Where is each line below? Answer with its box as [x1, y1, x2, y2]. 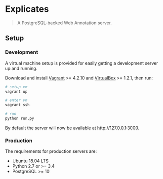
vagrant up [5, 89, 28, 94]
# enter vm [5, 98, 28, 103]
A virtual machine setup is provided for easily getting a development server [5, 60, 158, 66]
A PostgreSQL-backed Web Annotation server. [17, 20, 112, 26]
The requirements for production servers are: [5, 148, 97, 154]
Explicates [5, 3, 49, 15]
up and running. [5, 65, 38, 71]
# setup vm [5, 84, 28, 89]
